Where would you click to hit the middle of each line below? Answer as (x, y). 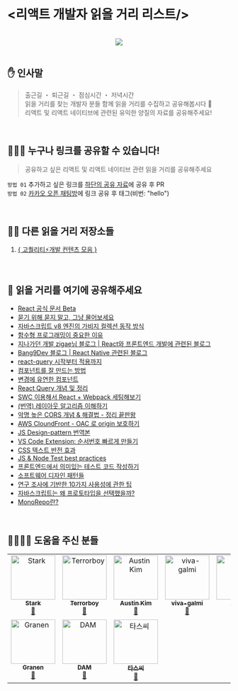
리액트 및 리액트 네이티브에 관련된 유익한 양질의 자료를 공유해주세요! (118, 112)
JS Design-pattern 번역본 (54, 432)
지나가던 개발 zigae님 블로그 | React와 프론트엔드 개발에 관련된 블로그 (114, 344)
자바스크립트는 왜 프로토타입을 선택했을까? (76, 493)
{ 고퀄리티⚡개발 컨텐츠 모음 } (57, 249)
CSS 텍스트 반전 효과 (46, 450)
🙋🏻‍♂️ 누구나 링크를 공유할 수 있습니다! (84, 151)
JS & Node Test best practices (62, 459)
